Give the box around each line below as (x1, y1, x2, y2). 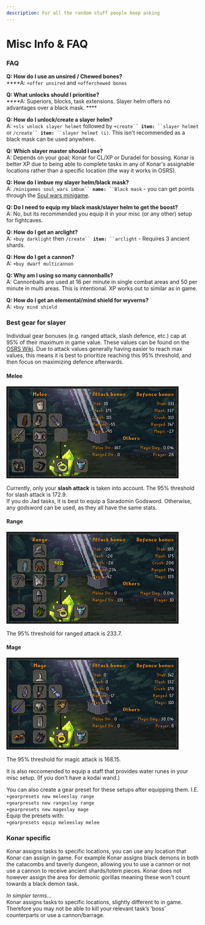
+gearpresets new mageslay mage (6, 807, 89, 813)
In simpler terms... (6, 892, 52, 899)
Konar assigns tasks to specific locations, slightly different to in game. (6, 899, 182, 906)
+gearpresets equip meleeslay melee (6, 820, 100, 826)
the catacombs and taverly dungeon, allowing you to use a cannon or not (6, 861, 191, 868)
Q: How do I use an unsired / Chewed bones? (6, 73, 122, 80)
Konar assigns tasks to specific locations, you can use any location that (6, 848, 187, 855)
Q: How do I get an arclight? (6, 228, 78, 236)
